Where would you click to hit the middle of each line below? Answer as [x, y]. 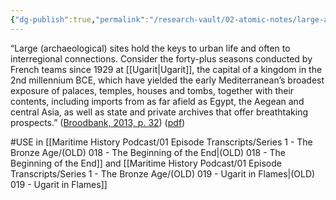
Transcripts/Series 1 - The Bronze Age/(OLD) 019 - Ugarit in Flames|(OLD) [163, 173]
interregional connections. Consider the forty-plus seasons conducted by [161, 58]
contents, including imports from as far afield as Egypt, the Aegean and [157, 101]
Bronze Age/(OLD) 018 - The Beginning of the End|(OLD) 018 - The [148, 152]
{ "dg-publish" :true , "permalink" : [80, 19]
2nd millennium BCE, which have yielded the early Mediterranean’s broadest [167, 80]
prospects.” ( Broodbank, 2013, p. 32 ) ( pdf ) [98, 122]
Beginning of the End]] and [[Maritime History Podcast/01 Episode [146, 163]
